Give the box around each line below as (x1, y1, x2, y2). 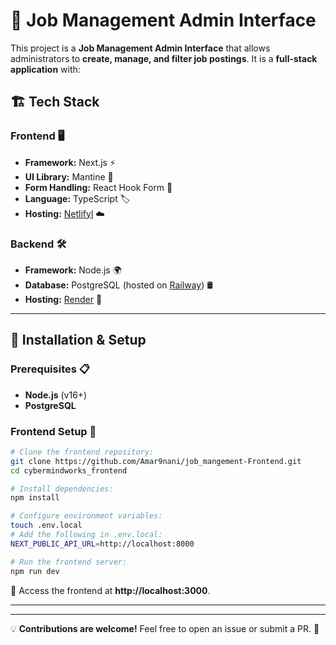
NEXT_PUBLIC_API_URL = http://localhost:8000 (10, 539, 195, 549)
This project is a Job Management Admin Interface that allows (10, 42, 271, 54)
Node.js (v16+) (24, 389, 88, 401)
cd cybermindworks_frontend (10, 465, 128, 476)
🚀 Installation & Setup (10, 332, 147, 349)
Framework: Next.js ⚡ (24, 156, 117, 168)
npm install (10, 493, 60, 503)
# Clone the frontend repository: (10, 447, 155, 457)
